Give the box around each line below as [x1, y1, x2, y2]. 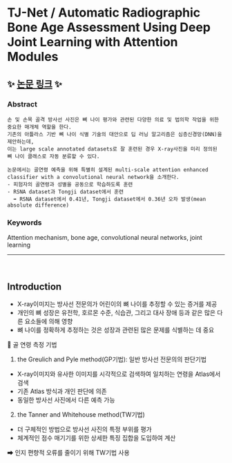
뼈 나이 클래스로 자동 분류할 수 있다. [7, 153, 100, 160]
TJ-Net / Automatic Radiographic [7, 5, 201, 21]
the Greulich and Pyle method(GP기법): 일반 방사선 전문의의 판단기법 [17, 355, 207, 363]
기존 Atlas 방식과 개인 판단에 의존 [17, 387, 107, 395]
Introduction [7, 281, 62, 292]
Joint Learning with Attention [7, 35, 178, 50]
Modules [7, 49, 59, 65]
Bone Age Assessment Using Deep [7, 19, 211, 35]
